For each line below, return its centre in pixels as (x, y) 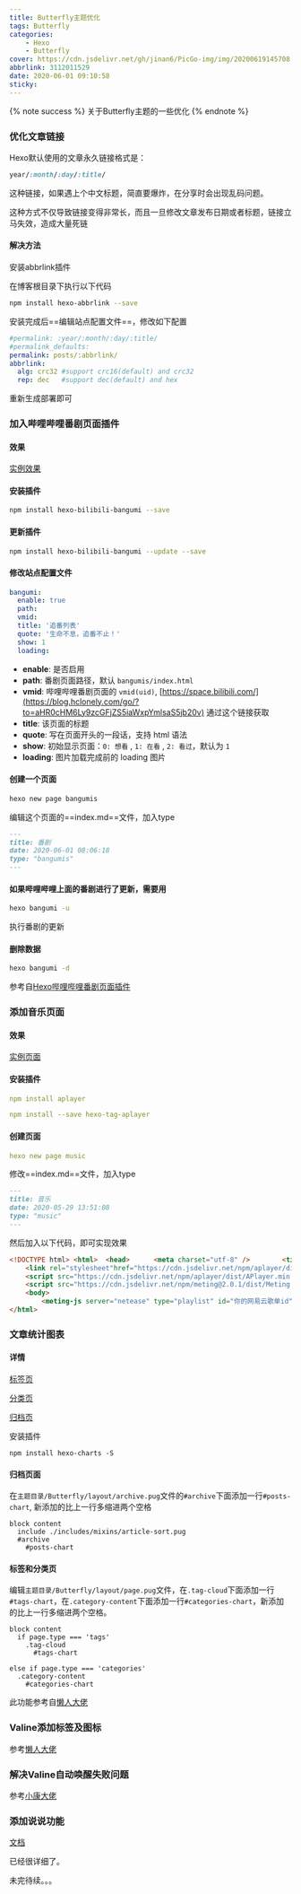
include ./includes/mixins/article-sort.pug (102, 1532)
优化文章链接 (37, 136)
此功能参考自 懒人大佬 (48, 1702)
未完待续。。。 (33, 1881)
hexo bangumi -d (39, 969)
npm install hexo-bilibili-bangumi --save (90, 511)
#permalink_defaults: (50, 346)
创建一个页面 (33, 779)
